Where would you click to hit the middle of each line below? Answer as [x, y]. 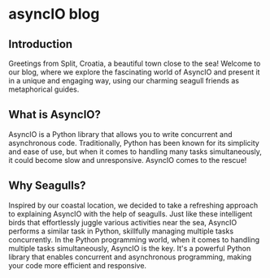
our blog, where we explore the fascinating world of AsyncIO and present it [134, 72]
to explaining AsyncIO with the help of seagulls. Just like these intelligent [131, 214]
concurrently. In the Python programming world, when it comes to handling [134, 239]
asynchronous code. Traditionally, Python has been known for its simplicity [134, 143]
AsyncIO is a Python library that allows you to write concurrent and [121, 134]
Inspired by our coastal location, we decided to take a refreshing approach [133, 205]
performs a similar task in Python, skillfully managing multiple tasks [121, 231]
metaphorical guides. [44, 89]
